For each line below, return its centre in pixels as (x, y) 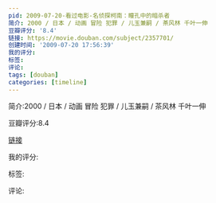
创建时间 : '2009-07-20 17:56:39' (61, 45)
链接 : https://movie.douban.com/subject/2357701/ (91, 38)
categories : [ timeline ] (48, 82)
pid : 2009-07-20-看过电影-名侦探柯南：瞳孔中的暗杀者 (89, 16)
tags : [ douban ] (33, 75)
